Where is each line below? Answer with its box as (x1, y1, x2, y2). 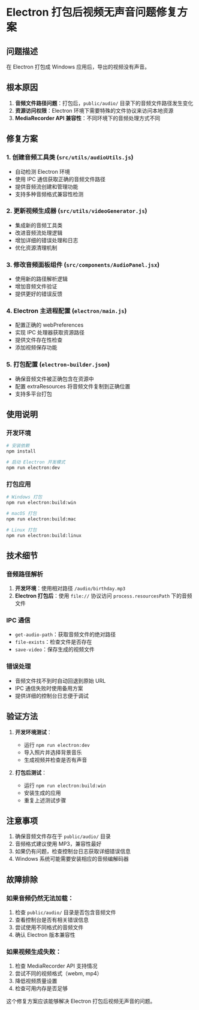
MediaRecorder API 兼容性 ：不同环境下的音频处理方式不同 (14, 114, 161, 122)
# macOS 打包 (6, 510, 37, 516)
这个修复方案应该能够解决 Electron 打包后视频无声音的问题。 (6, 997, 156, 1005)
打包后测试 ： (14, 768, 47, 776)
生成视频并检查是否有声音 (23, 756, 88, 763)
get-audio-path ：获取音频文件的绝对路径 (14, 631, 116, 638)
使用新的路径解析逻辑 (14, 275, 68, 282)
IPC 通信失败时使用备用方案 (14, 685, 83, 692)
